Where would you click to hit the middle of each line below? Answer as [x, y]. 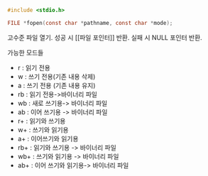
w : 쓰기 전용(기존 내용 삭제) [56, 76]
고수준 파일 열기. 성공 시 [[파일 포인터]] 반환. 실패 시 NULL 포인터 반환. [105, 37]
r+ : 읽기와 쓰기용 [42, 121]
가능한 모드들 [26, 53]
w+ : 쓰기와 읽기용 [43, 130]
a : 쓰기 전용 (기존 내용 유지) [56, 85]
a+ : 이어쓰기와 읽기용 [48, 138]
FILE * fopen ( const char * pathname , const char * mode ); [90, 23]
